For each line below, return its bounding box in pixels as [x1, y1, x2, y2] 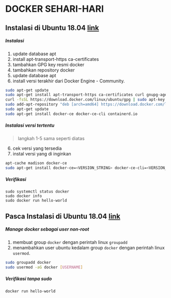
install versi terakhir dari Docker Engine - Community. [12, 78, 125, 84]
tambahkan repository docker [12, 67, 75, 73]
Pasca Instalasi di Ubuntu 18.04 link [5, 212, 121, 220]
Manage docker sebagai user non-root [5, 226, 90, 233]
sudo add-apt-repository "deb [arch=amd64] [5, 102, 99, 107]
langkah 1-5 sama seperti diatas [17, 135, 85, 141]
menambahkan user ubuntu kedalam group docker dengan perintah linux [12, 244, 165, 250]
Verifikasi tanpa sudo [5, 276, 52, 282]
